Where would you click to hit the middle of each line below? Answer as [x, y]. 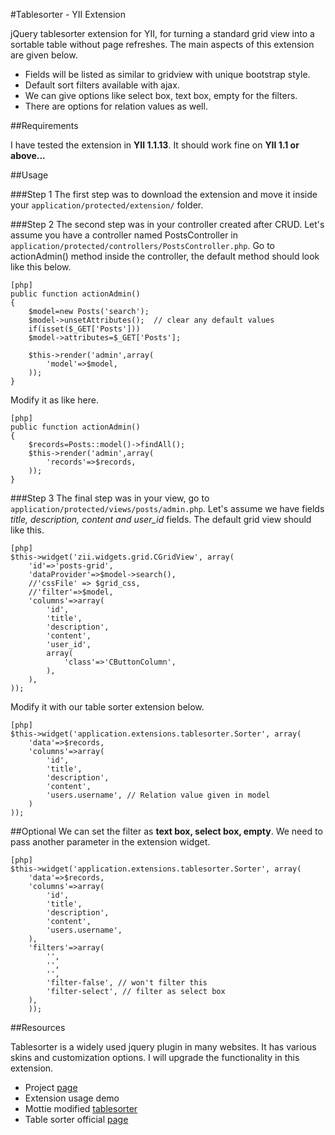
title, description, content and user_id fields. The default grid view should [161, 519]
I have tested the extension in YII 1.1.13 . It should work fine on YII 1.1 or [155, 145]
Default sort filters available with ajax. [102, 85]
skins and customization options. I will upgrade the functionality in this [155, 1057]
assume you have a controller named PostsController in [124, 235]
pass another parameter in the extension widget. [110, 842]
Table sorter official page [76, 1119]
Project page [51, 1087]
